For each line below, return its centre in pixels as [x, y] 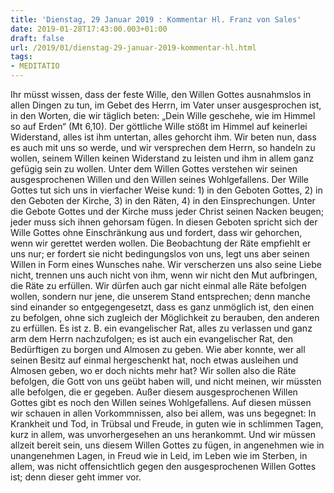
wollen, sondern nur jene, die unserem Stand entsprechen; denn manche [160, 296]
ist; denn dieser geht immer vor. [76, 477]
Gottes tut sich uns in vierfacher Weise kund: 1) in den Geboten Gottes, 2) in [166, 190]
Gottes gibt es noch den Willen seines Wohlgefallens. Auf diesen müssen [161, 402]
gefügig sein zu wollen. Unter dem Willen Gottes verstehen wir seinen [154, 169]
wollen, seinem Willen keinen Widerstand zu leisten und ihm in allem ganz [162, 158]
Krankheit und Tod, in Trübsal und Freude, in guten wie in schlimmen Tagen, [167, 424]
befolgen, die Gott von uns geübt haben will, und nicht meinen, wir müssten [166, 381]
